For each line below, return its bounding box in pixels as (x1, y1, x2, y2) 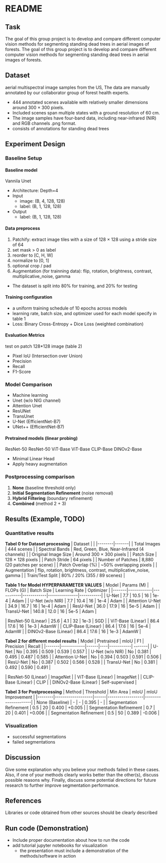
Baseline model (5, 167, 38, 173)
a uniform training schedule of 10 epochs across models (12, 305, 127, 311)
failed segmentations (12, 739, 55, 745)
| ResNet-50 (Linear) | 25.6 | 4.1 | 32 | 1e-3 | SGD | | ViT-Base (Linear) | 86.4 (5, 618, 160, 624)
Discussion (5, 754, 41, 762)
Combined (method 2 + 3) (12, 500, 66, 506)
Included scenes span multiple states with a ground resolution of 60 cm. (12, 109, 160, 115)
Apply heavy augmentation (12, 461, 68, 467)
